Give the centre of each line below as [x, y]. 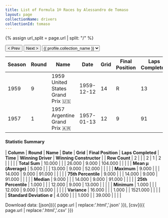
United [59, 82]
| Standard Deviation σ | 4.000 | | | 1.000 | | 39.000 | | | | [63, 195]
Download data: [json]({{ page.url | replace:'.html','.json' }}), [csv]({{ [75, 205]
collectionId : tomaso [28, 24]
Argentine [63, 116]
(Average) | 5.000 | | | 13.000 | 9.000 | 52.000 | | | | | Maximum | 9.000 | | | [82, 169]
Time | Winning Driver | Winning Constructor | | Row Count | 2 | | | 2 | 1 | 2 [83, 158]
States [59, 89]
